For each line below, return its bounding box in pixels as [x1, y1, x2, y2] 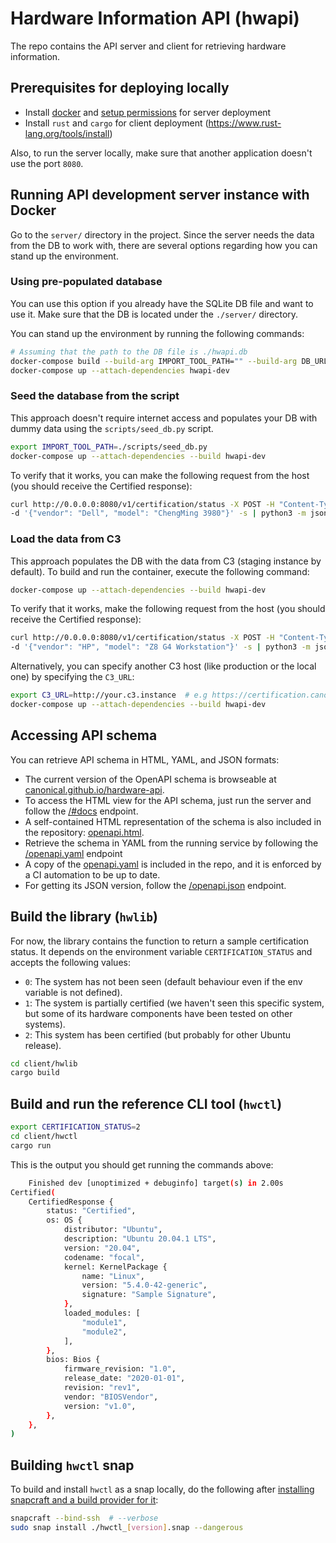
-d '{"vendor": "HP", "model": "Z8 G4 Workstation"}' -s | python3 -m [10, 642, 311, 652]
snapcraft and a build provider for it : [10, 1494, 159, 1506]
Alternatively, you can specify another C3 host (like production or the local [10, 660, 317, 672]
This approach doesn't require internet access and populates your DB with [10, 412, 318, 424]
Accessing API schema [10, 727, 158, 744]
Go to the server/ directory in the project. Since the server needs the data [10, 228, 315, 241]
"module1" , [81, 1317, 128, 1327]
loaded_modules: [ [63, 1308, 141, 1319]
